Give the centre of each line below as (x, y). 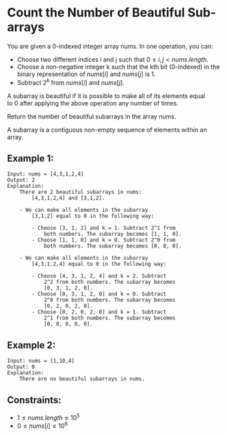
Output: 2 (21, 180)
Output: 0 (21, 367)
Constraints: (34, 400)
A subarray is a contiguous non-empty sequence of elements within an (107, 130)
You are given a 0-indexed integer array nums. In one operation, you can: (110, 46)
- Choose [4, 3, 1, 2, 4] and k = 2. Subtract (99, 276)
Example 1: (30, 158)
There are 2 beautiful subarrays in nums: (81, 192)
